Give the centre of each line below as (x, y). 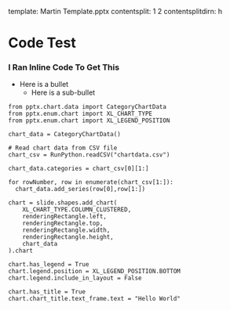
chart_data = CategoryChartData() (65, 135)
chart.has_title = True (47, 292)
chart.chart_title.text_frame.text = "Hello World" (94, 299)
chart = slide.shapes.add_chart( (63, 203)
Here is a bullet (44, 85)
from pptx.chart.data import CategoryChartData (88, 107)
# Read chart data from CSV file (63, 148)
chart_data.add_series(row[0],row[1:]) (80, 189)
